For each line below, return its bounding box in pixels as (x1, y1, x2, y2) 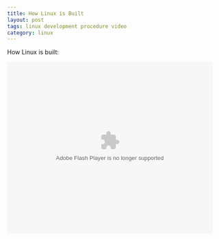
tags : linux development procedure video (7, 23, 127, 30)
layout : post (7, 16, 44, 23)
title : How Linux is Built (7, 10, 84, 17)
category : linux (7, 29, 53, 36)
